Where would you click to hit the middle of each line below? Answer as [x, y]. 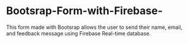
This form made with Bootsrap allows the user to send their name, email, [94, 27]
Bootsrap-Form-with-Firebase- [84, 11]
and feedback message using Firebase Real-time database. [79, 33]
